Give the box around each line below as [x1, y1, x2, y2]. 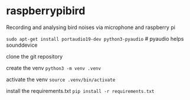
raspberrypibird [6, 4, 86, 18]
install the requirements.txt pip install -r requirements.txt [6, 87, 155, 94]
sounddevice [6, 41, 38, 49]
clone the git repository [6, 53, 63, 60]
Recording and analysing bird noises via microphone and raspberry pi [6, 24, 176, 31]
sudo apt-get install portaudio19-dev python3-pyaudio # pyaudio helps [6, 35, 184, 42]
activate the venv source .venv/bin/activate [6, 76, 116, 83]
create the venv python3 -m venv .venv [6, 64, 101, 72]
